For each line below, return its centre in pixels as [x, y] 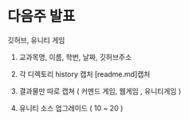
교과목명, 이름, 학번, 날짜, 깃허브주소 [75, 57]
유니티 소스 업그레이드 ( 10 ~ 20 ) [71, 108]
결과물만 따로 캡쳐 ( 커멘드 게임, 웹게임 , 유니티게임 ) [100, 91]
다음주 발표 [41, 16]
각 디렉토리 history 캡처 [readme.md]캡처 [85, 74]
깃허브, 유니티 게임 [36, 40]
